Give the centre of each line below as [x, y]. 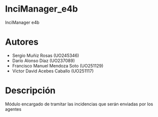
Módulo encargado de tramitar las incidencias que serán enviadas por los [79, 104]
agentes [13, 109]
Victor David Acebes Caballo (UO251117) [53, 71]
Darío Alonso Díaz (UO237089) [43, 60]
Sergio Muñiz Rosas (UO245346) [45, 55]
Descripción [30, 91]
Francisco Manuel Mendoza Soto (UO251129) [58, 66]
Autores [22, 42]
